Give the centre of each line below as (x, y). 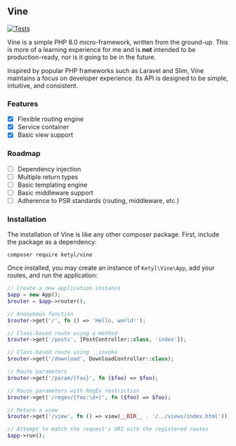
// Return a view (33, 410)
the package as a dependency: (52, 242)
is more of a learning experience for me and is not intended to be (101, 49)
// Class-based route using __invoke (63, 353)
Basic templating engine (52, 185)
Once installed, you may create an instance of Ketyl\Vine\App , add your (111, 268)
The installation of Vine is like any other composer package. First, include (113, 235)
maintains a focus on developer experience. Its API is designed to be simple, (118, 78)
